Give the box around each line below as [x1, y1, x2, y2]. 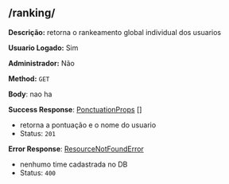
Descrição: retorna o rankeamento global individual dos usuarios [8, 27, 222, 37]
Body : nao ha [8, 89, 52, 99]
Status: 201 [19, 128, 56, 138]
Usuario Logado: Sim [8, 43, 79, 53]
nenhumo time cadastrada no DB [19, 159, 128, 169]
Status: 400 [19, 167, 56, 178]
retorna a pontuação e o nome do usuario [19, 119, 157, 130]
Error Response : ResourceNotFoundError [8, 143, 145, 154]
